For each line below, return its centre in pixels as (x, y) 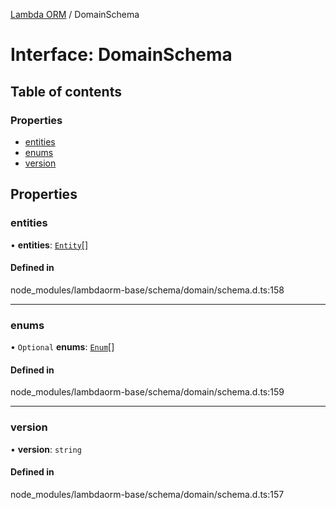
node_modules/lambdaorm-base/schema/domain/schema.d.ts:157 (147, 494)
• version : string (46, 449)
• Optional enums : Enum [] (62, 347)
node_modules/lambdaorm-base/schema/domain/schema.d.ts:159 (147, 392)
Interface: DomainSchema (121, 55)
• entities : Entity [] (49, 245)
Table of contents (66, 91)
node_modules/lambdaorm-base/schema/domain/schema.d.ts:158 (147, 290)
